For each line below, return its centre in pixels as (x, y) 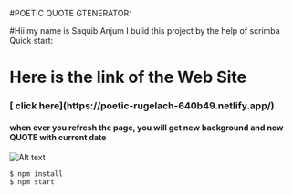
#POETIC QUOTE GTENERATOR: (70, 13)
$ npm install (37, 174)
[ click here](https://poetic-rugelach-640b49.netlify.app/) (142, 106)
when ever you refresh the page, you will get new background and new (146, 128)
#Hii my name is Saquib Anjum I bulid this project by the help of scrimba (145, 31)
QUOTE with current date (58, 137)
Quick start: (31, 41)
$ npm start (32, 182)
